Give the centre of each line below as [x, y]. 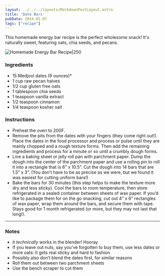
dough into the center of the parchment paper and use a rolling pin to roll [86, 162]
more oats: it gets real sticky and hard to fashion [61, 253]
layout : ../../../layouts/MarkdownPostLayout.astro [59, 10]
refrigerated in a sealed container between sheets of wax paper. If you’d [85, 193]
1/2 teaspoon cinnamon [36, 102]
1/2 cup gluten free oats [36, 86]
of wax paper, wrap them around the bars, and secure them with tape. [83, 203]
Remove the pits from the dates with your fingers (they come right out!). [85, 135]
